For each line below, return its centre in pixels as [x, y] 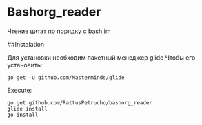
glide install [28, 109]
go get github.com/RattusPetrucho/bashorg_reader [80, 103]
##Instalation [26, 44]
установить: [25, 65]
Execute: [20, 90]
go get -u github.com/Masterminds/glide [66, 77]
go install [23, 115]
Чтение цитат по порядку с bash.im [59, 31]
